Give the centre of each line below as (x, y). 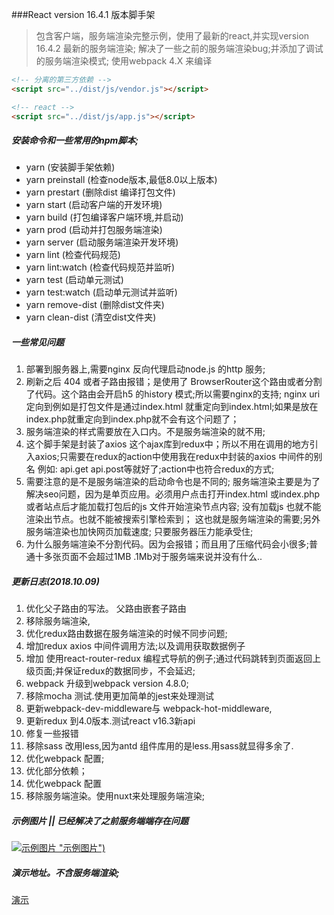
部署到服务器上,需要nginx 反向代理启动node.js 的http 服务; (145, 369)
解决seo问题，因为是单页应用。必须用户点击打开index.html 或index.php (173, 494)
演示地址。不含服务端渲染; (65, 872)
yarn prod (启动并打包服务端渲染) (94, 230)
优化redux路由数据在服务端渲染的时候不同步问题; (126, 634)
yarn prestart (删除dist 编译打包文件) (100, 192)
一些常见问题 (37, 342)
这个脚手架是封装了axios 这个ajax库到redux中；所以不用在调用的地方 (167, 444)
